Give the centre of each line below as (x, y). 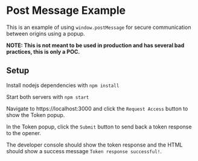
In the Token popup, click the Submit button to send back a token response (99, 127)
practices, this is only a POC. (43, 51)
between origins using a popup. (46, 33)
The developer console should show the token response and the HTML (94, 145)
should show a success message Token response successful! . (84, 151)
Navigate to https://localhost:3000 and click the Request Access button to (97, 109)
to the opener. (24, 133)
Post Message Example (66, 11)
